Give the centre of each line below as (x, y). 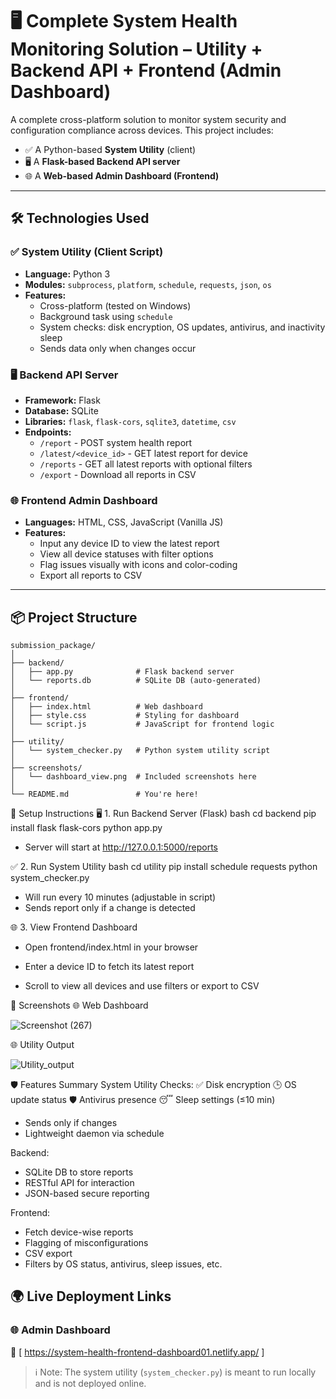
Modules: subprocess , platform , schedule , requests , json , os (148, 284)
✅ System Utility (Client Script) (87, 252)
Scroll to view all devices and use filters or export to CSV (142, 986)
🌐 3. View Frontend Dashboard (74, 927)
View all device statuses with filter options (126, 554)
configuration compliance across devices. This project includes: (142, 130)
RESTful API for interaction (79, 1183)
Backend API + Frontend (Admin (146, 70)
